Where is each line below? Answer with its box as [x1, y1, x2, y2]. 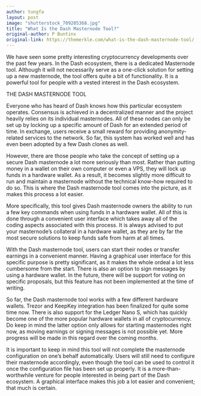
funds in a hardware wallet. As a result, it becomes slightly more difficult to [6, 172, 191, 178]
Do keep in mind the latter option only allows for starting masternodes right [6, 321, 192, 329]
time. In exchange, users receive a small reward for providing [6, 128, 157, 135]
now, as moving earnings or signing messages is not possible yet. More [6, 328, 183, 335]
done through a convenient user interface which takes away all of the [6, 215, 178, 222]
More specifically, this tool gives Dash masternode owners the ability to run [6, 202, 193, 209]
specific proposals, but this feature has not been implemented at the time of [6, 278, 194, 285]
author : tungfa [6, 8, 44, 15]
